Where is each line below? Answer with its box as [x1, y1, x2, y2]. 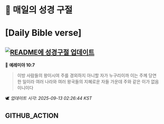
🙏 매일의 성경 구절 [5, 4, 73, 16]
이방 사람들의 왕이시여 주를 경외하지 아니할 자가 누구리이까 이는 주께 [17, 72, 148, 79]
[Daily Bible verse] [5, 28, 82, 38]
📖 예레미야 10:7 [5, 62, 35, 68]
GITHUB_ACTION [5, 111, 59, 120]
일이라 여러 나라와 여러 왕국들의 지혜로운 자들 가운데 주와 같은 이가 [22, 79, 150, 85]
